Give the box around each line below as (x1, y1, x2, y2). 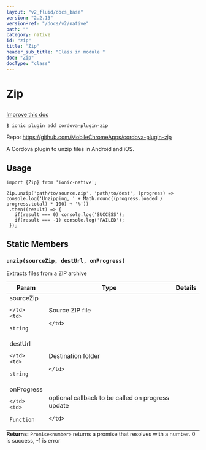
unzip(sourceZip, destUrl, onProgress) (6, 257, 126, 264)
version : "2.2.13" (6, 15, 53, 21)
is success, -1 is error (6, 437, 61, 444)
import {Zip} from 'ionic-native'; (6, 179, 97, 185)
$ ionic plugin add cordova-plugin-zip (6, 122, 109, 129)
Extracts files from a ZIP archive (6, 270, 87, 277)
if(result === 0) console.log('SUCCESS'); (14, 211, 124, 218)
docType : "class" (6, 60, 51, 66)
